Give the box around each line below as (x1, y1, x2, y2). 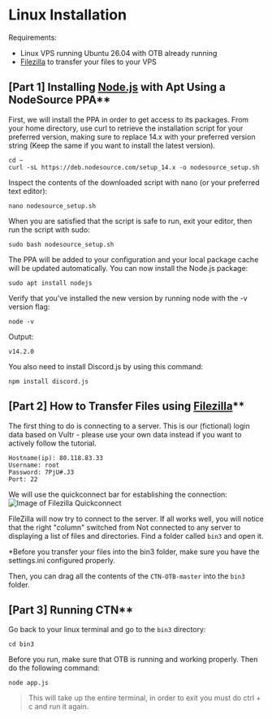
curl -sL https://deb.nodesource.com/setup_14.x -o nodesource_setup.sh (8, 163, 260, 171)
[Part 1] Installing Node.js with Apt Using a (8, 80, 226, 94)
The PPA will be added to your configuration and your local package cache (8, 254, 259, 265)
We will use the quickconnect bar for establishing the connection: (8, 489, 227, 499)
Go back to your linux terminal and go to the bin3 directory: (8, 625, 206, 635)
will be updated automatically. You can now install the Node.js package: (8, 263, 248, 273)
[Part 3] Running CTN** (8, 603, 134, 617)
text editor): (8, 186, 48, 196)
